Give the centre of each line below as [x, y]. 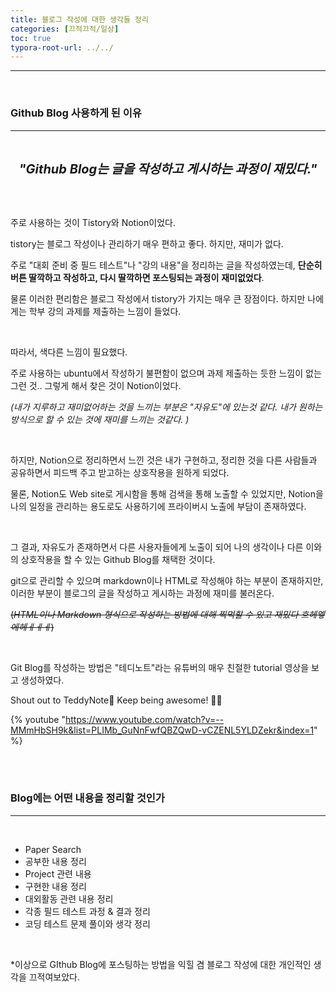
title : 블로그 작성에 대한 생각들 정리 [79, 19]
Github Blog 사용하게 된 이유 [76, 113]
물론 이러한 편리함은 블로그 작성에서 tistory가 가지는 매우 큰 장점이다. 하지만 [158, 298]
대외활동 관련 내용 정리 [69, 898]
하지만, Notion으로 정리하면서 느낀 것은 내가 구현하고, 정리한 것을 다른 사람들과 [164, 460]
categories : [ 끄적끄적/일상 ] [65, 29]
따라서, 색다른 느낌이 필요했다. [69, 352]
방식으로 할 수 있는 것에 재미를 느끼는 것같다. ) [100, 419]
